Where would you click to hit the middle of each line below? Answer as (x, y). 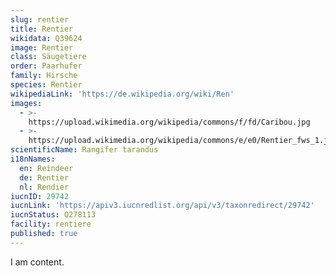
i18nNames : (33, 159)
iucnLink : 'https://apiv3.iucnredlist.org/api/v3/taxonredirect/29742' (162, 206)
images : (26, 103)
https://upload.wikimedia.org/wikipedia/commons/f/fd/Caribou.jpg (169, 122)
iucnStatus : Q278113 (53, 215)
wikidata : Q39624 (46, 38)
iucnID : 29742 (40, 196)
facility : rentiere (51, 224)
